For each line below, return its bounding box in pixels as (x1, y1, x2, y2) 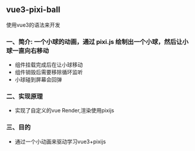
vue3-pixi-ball (6, 5, 61, 15)
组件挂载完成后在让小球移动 (14, 61, 83, 68)
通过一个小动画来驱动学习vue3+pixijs (14, 138, 106, 145)
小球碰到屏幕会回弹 (14, 76, 62, 83)
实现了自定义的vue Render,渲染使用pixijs (14, 107, 115, 114)
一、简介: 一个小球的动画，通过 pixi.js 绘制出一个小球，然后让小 (6, 37, 189, 46)
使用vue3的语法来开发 (6, 21, 61, 29)
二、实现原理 (6, 92, 43, 100)
